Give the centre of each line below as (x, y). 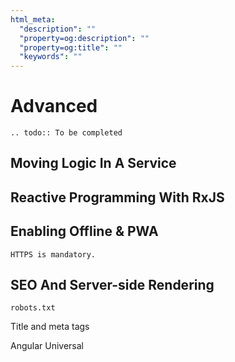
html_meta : (33, 19)
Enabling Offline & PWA (84, 231)
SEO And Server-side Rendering (112, 285)
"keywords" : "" (51, 57)
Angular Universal (47, 346)
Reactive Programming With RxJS (117, 197)
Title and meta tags (50, 327)
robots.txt (33, 308)
